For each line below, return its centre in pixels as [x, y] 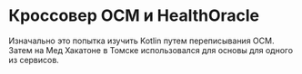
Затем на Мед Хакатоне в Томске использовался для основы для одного [151, 50]
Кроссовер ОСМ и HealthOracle [134, 16]
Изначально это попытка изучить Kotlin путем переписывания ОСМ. [141, 41]
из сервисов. [34, 60]
